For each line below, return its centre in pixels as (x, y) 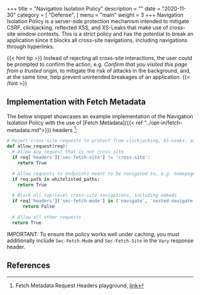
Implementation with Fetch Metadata (76, 102)
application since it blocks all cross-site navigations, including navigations (97, 40)
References (28, 266)
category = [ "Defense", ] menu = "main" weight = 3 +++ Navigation (100, 15)
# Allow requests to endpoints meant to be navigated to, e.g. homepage (104, 174)
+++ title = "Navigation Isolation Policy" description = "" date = (84, 9)
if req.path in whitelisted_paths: (56, 179)
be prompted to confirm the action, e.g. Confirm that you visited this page (97, 64)
